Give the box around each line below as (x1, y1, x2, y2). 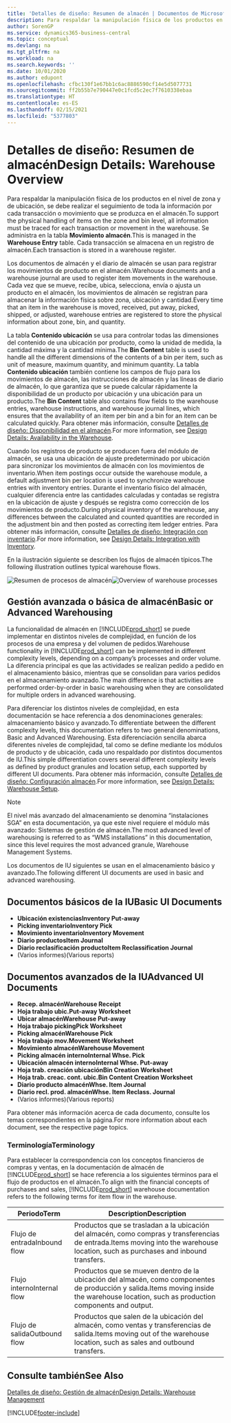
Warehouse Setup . (7, 785, 60, 793)
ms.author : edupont (7, 74, 63, 81)
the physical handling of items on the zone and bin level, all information (7, 216, 208, 225)
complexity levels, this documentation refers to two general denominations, (7, 726, 221, 735)
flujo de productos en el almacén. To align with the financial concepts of (7, 1178, 210, 1186)
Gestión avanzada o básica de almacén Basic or (7, 595, 214, 607)
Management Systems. (7, 848, 73, 857)
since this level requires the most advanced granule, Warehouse (7, 841, 189, 849)
